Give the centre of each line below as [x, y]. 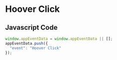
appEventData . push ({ [27, 43]
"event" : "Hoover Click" [35, 48]
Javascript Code [31, 28]
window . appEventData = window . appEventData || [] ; [59, 39]
